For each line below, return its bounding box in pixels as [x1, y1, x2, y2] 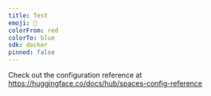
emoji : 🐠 [8, 19, 37, 27]
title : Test [8, 11, 48, 20]
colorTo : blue [8, 33, 56, 42]
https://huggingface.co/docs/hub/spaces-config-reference [8, 79, 203, 88]
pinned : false [8, 48, 56, 56]
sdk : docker [8, 41, 48, 49]
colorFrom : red [8, 26, 59, 34]
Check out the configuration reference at [8, 71, 143, 79]
